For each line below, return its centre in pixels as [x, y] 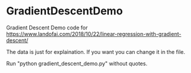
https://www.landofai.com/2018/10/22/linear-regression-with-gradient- [94, 34]
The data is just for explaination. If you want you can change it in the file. [96, 51]
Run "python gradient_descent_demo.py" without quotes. [77, 63]
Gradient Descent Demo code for [47, 28]
